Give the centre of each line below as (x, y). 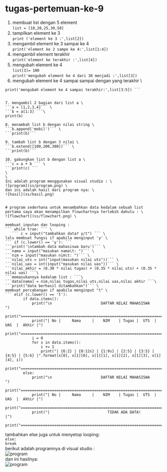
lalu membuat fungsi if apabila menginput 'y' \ (56, 238)
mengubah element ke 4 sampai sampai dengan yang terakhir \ (77, 81)
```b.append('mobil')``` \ (33, 129)
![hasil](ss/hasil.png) (30, 194)
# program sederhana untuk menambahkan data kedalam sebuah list (74, 207)
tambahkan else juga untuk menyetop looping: (53, 434)
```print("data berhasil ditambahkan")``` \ (52, 286)
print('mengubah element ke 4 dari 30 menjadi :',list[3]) (75, 76)
